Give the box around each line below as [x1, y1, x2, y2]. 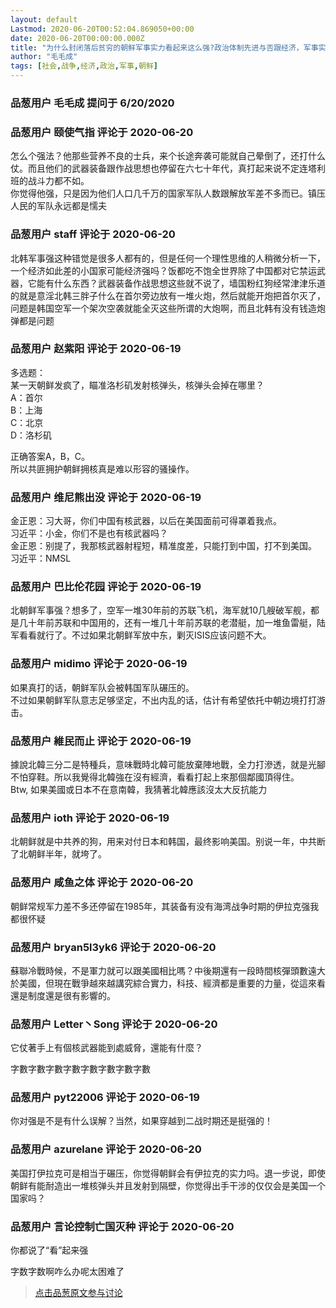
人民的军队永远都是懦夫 [10, 200, 107, 212]
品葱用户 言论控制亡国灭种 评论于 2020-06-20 [10, 1219, 235, 1233]
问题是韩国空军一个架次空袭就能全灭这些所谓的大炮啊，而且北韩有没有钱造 [10, 302, 317, 314]
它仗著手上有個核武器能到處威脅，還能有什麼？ [10, 1042, 203, 1054]
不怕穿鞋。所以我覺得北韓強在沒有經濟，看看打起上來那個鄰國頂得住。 [10, 771, 300, 783]
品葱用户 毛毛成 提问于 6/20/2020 [10, 96, 175, 110]
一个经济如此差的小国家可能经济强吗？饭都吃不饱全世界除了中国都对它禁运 [10, 264, 317, 276]
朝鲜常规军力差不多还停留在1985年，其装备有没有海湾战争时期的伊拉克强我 [10, 900, 320, 912]
